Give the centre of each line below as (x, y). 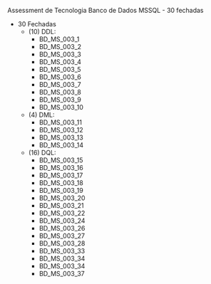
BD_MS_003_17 (61, 175)
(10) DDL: (42, 32)
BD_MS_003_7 (60, 84)
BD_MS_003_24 (62, 221)
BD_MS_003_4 (60, 62)
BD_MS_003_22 (62, 213)
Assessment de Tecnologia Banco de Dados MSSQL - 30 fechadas (106, 10)
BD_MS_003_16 (61, 168)
